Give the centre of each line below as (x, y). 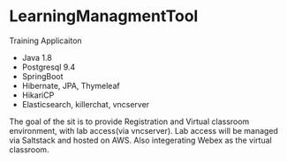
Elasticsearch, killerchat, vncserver (86, 104)
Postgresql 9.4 (49, 67)
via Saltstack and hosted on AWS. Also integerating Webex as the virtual (140, 140)
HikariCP (38, 95)
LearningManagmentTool (104, 16)
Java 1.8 (37, 57)
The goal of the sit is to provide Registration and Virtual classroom (129, 121)
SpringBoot (42, 76)
